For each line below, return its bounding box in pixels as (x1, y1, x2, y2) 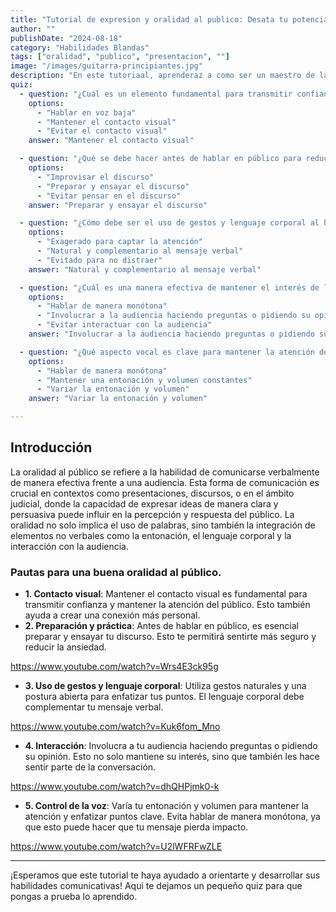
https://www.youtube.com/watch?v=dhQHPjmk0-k (10, 781, 220, 793)
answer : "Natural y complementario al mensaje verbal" (28, 264, 262, 275)
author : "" (10, 24, 56, 34)
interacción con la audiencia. (10, 540, 129, 552)
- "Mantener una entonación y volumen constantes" (36, 375, 253, 385)
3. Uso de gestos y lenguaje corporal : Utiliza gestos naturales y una (24, 680, 307, 692)
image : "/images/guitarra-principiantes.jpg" (10, 61, 203, 71)
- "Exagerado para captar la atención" (36, 237, 203, 247)
